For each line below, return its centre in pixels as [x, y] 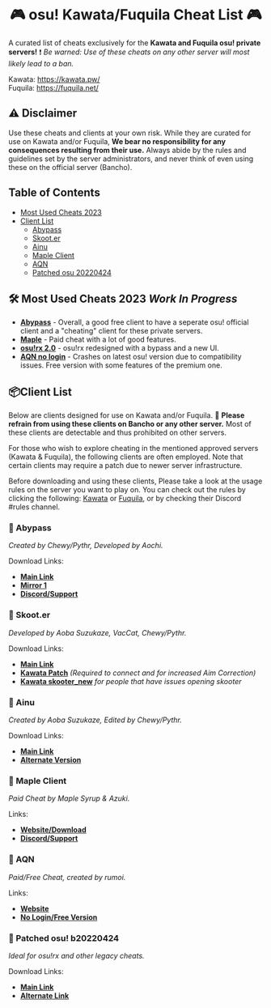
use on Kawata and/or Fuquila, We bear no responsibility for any [117, 141]
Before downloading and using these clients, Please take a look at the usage [135, 481]
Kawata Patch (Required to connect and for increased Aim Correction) [138, 673]
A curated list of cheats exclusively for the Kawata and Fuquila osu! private [135, 43]
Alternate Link [44, 995]
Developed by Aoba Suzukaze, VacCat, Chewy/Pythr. [97, 632]
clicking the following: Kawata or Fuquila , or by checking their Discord [125, 499]
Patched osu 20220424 [72, 272]
